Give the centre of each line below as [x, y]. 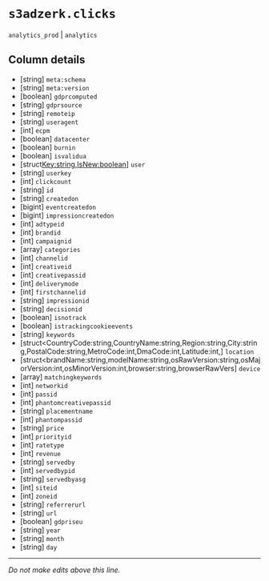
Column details [47, 60]
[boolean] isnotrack [53, 317]
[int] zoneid [38, 495]
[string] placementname [56, 411]
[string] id [36, 190]
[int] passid [38, 394]
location [240, 352]
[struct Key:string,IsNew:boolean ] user [82, 164]
